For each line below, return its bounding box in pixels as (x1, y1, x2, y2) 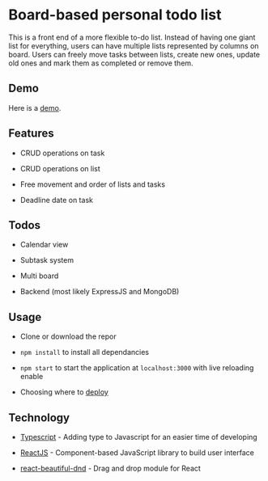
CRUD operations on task (19, 148, 105, 158)
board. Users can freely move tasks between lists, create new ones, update (8, 49, 261, 59)
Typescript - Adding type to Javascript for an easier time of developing (19, 432, 257, 441)
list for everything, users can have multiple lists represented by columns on (8, 40, 259, 50)
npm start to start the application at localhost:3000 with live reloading (19, 363, 254, 373)
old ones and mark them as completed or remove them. (8, 58, 194, 68)
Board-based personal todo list (8, 6, 222, 24)
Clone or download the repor (19, 331, 117, 341)
